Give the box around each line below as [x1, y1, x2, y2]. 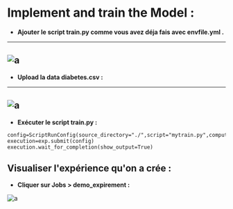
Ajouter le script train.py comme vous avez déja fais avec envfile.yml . [17, 28, 224, 36]
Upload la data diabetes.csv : [17, 73, 103, 81]
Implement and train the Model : [7, 5, 195, 21]
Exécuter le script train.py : [17, 118, 98, 126]
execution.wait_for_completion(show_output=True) [7, 144, 154, 151]
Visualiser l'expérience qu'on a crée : [7, 162, 172, 174]
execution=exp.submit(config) [7, 137, 95, 144]
